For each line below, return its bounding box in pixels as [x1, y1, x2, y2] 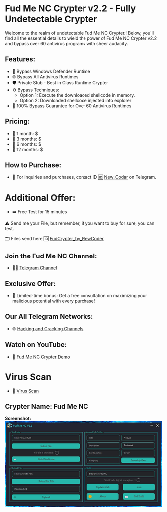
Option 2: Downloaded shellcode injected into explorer [19, 97, 132, 103]
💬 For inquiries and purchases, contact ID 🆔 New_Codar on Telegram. [12, 174, 157, 180]
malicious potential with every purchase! [12, 298, 95, 304]
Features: [5, 55, 36, 64]
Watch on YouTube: [5, 340, 67, 349]
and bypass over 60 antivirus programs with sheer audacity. [5, 40, 128, 46]
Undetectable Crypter [5, 13, 97, 25]
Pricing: [5, 117, 30, 126]
